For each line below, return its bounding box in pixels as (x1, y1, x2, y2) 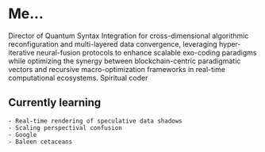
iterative (8, 47, 35, 57)
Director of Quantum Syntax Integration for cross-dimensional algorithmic (8, 31, 249, 40)
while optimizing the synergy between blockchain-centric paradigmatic (8, 56, 241, 66)
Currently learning (8, 96, 102, 109)
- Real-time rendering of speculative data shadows (8, 116, 182, 125)
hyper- (218, 39, 241, 48)
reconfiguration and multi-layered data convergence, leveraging (8, 39, 217, 48)
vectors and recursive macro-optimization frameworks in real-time (8, 64, 226, 74)
